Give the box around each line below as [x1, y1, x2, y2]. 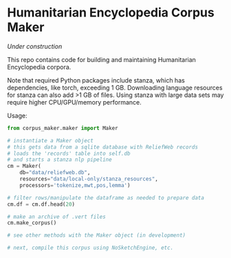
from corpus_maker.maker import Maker [7, 125, 118, 131]
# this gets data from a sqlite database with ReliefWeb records [7, 143, 198, 151]
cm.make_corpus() [7, 219, 57, 226]
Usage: [7, 111, 27, 120]
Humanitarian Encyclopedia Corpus [7, 5, 214, 21]
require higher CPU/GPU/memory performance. [7, 98, 142, 106]
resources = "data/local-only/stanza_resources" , [19, 175, 158, 183]
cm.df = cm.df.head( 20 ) [7, 201, 76, 208]
